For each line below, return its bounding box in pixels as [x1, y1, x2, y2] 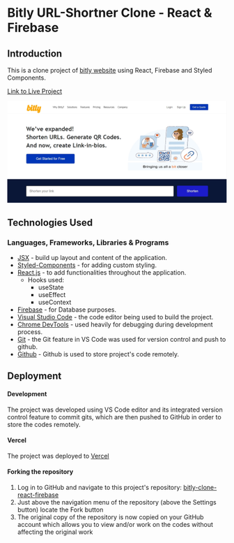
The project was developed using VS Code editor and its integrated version [7, 405, 223, 414]
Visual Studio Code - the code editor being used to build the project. [17, 312, 214, 321]
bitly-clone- [183, 483, 217, 491]
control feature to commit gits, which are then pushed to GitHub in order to [7, 412, 221, 421]
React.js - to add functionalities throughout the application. [17, 268, 187, 277]
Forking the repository [7, 468, 74, 476]
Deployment [7, 370, 62, 382]
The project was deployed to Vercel [7, 451, 109, 460]
